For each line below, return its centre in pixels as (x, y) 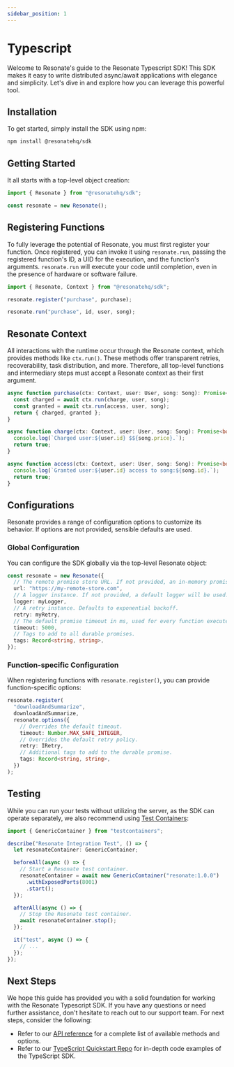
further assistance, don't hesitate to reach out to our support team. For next (116, 1013)
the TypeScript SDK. (46, 1056)
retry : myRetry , (37, 615)
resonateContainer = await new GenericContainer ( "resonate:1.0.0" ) (119, 876)
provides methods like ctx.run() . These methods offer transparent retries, (114, 358)
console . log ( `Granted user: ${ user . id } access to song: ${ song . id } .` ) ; (117, 470)
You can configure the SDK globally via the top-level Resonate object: (107, 563)
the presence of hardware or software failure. (72, 274)
